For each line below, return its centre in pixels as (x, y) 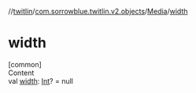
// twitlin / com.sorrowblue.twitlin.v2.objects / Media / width (98, 11)
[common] (25, 64)
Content (21, 73)
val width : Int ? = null (41, 80)
